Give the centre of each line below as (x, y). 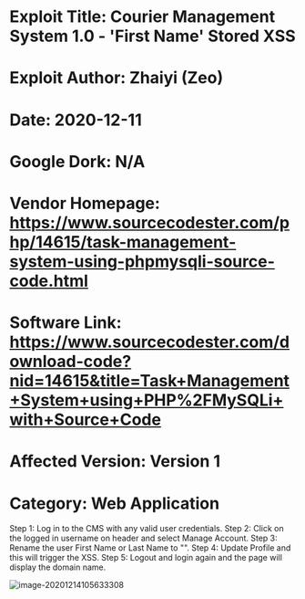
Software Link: (66, 323)
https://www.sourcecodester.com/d (149, 342)
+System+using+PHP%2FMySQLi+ (147, 400)
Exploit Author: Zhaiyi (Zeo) (117, 78)
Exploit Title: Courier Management (142, 17)
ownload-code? (71, 362)
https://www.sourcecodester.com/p (149, 222)
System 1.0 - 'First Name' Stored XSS (152, 36)
